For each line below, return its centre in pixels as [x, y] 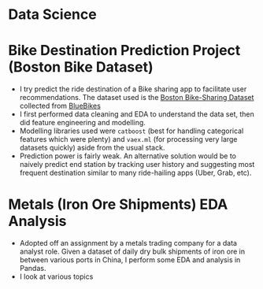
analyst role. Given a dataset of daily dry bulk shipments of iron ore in [132, 252]
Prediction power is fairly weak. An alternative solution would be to [128, 156]
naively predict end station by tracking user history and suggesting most [137, 165]
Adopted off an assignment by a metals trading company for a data [128, 243]
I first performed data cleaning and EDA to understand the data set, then [137, 114]
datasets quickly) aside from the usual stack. [92, 148]
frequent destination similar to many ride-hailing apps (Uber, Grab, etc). [135, 173]
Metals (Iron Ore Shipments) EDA [118, 204]
